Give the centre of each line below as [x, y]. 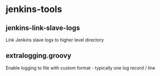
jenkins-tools [34, 9]
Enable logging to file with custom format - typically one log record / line [81, 68]
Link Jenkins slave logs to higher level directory [55, 40]
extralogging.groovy [39, 56]
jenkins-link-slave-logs [43, 28]
